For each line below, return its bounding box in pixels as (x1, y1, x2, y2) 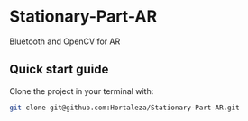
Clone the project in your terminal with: (9, 85, 154, 96)
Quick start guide (9, 62, 109, 77)
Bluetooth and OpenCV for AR (9, 36, 121, 47)
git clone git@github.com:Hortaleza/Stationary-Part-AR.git (9, 103, 241, 112)
